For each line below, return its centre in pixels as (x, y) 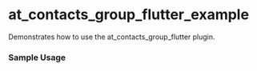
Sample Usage (37, 57)
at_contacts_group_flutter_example (129, 15)
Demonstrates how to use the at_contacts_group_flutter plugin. (112, 37)
